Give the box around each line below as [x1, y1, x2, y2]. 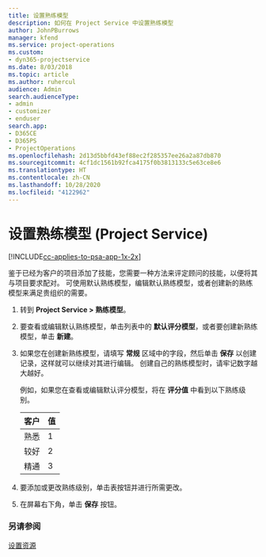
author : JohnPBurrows [8, 26, 80, 34]
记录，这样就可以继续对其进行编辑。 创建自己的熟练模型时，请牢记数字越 [19, 358, 258, 368]
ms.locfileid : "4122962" [8, 188, 90, 196]
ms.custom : [8, 48, 44, 56]
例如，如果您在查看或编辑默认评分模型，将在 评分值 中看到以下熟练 [19, 385, 239, 395]
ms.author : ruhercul [8, 78, 77, 86]
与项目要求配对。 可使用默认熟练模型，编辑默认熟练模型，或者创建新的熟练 [8, 278, 253, 288]
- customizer [8, 108, 51, 116]
